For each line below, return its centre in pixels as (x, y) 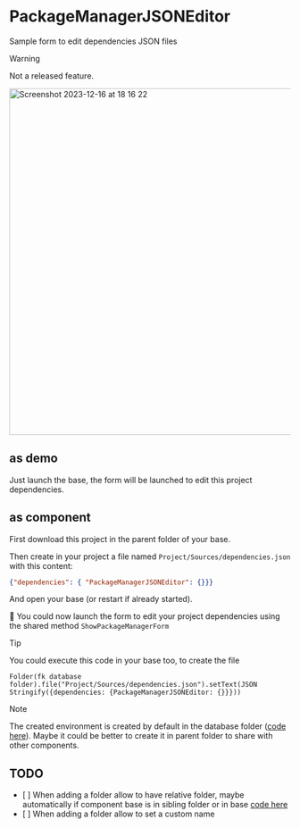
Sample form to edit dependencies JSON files (93, 41)
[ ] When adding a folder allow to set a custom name (118, 814)
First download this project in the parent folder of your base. (120, 539)
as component (50, 518)
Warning (25, 58)
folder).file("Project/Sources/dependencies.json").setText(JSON (133, 685)
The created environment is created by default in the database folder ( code (148, 726)
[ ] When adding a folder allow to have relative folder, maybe (133, 795)
